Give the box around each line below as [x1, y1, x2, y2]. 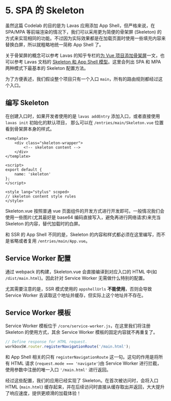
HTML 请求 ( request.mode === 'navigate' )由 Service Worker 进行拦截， [11, 360, 162, 366]
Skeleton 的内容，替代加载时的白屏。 [5, 220, 83, 226]
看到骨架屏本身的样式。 [5, 126, 54, 132]
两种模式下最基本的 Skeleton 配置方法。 [5, 65, 89, 71]
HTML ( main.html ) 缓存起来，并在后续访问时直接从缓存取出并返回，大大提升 [5, 384, 165, 390]
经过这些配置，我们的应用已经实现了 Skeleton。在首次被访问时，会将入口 [5, 378, 159, 384]
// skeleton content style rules [5, 194, 76, 199]
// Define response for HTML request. [5, 339, 88, 345]
